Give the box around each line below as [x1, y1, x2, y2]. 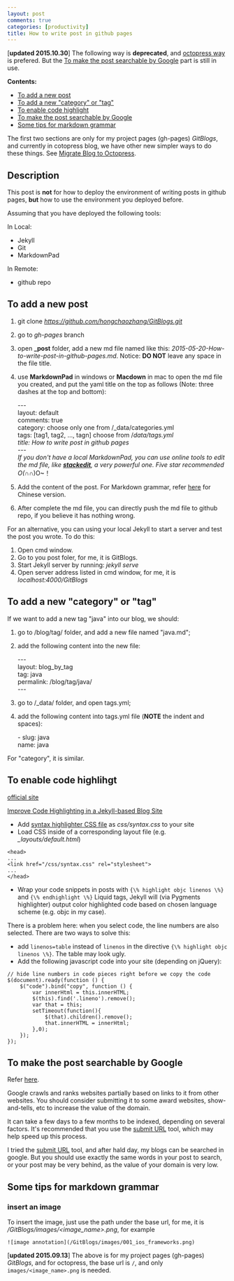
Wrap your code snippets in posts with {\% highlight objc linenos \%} [17, 885, 224, 893]
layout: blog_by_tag [17, 662, 73, 671]
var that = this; [32, 1001, 82, 1008]
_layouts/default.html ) [17, 834, 81, 843]
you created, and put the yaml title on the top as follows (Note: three [17, 379, 214, 388]
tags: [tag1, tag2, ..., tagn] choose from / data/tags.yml [17, 430, 174, 439]
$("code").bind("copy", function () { [20, 983, 133, 990]
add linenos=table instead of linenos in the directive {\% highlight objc [17, 942, 228, 951]
